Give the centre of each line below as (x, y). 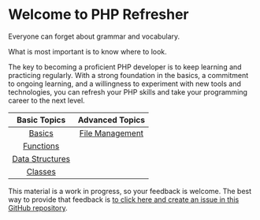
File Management (111, 133)
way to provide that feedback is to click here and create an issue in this (124, 199)
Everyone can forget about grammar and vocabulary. (94, 36)
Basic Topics (41, 120)
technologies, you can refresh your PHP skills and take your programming (128, 91)
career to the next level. (46, 100)
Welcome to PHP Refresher (98, 15)
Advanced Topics (111, 120)
